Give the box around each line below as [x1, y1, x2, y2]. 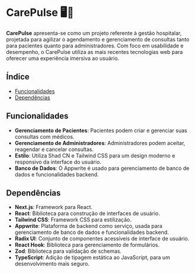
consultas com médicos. [14, 133, 75, 140]
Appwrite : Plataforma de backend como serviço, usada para [14, 223, 162, 230]
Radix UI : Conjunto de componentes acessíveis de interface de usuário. [14, 235, 190, 242]
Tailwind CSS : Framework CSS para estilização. [14, 216, 132, 223]
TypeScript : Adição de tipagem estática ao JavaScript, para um [14, 254, 170, 261]
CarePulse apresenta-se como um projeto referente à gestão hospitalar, [6, 29, 182, 37]
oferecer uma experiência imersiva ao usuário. [6, 54, 119, 62]
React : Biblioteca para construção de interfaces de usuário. [14, 210, 161, 217]
